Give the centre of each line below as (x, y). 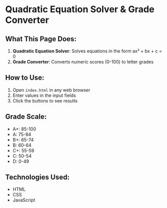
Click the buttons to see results (45, 100)
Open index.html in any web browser (51, 90)
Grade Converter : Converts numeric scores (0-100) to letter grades (83, 62)
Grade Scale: (26, 117)
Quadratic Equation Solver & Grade (80, 9)
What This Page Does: (41, 39)
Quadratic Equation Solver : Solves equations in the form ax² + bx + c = (87, 51)
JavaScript (24, 200)
